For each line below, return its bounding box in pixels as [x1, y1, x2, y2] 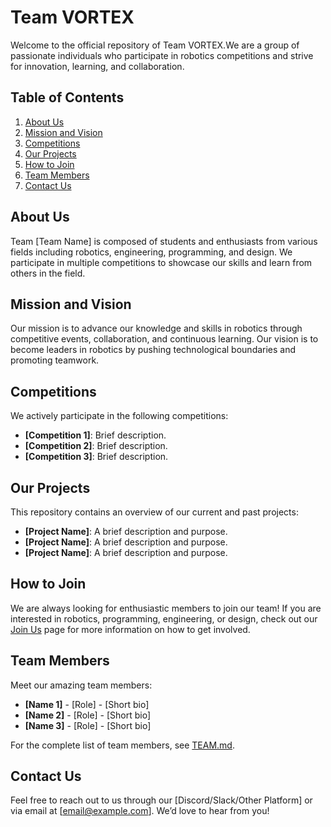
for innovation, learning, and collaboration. [10, 60, 185, 72]
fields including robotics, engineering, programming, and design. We [10, 246, 293, 258]
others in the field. [10, 267, 86, 279]
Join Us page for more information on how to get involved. [10, 623, 251, 635]
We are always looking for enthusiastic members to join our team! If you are [10, 602, 322, 614]
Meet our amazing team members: [10, 679, 153, 691]
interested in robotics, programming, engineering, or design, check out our [10, 612, 318, 625]
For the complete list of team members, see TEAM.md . [10, 739, 235, 751]
